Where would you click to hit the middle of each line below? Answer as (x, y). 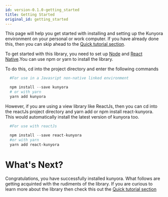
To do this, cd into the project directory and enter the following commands (82, 69)
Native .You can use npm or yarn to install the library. (59, 59)
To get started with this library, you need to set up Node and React (74, 54)
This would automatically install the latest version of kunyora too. (72, 117)
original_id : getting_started (37, 19)
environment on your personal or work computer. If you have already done (82, 39)
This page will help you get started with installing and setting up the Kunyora (84, 34)
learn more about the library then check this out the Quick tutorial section (81, 189)
